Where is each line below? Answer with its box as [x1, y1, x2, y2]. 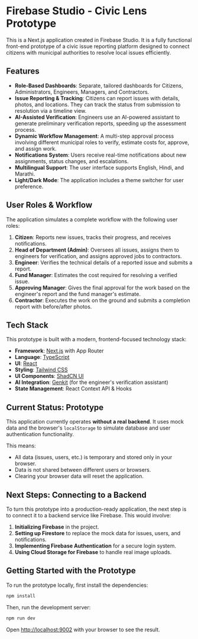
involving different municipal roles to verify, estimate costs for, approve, [14, 138, 190, 146]
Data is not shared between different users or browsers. [14, 466, 151, 473]
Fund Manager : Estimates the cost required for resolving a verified [14, 271, 177, 278]
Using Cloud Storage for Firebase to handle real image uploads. [14, 549, 172, 555]
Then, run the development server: [6, 603, 91, 611]
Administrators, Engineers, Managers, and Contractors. [14, 88, 150, 96]
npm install [6, 593, 35, 599]
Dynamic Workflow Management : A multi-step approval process [14, 132, 174, 139]
